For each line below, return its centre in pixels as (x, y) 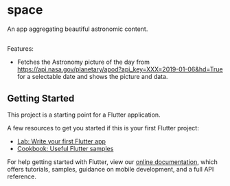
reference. (22, 176)
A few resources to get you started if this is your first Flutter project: (103, 128)
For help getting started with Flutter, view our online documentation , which (113, 162)
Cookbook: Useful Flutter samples (65, 149)
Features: (21, 49)
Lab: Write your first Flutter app (61, 141)
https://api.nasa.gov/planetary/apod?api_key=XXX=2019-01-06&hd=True (120, 69)
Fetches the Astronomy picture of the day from (83, 62)
